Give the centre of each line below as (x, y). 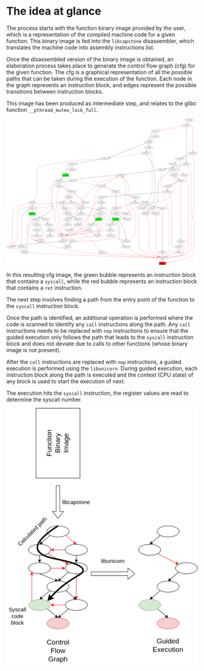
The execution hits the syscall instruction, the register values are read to (97, 393)
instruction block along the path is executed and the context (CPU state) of (100, 375)
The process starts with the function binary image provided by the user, (96, 28)
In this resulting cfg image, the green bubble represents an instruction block (101, 274)
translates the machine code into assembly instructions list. (80, 47)
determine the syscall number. (44, 399)
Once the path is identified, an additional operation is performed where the (100, 318)
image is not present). (34, 350)
